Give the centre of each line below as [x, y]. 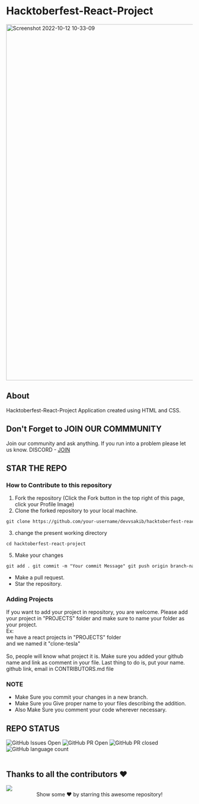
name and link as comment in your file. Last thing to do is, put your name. [96, 663]
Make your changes [39, 555]
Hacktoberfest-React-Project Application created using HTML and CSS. [94, 410]
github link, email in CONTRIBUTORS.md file [60, 669]
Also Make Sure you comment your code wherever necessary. [91, 710]
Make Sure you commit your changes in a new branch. [81, 697]
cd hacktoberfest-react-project [46, 544]
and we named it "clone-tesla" [43, 644]
